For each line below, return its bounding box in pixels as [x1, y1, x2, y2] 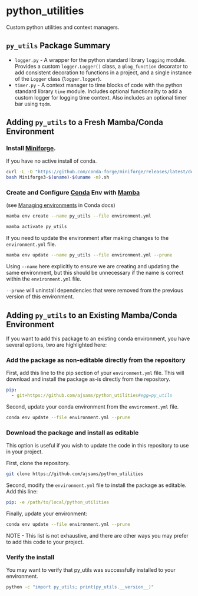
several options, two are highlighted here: [6, 341, 107, 348]
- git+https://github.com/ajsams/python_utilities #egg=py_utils [11, 393, 173, 399]
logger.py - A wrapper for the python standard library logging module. [14, 56, 186, 63]
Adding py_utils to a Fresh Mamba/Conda [6, 117, 164, 127]
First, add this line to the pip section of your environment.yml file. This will [6, 370, 184, 377]
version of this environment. [6, 293, 75, 300]
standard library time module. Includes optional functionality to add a [14, 87, 183, 95]
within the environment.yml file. [6, 275, 81, 282]
